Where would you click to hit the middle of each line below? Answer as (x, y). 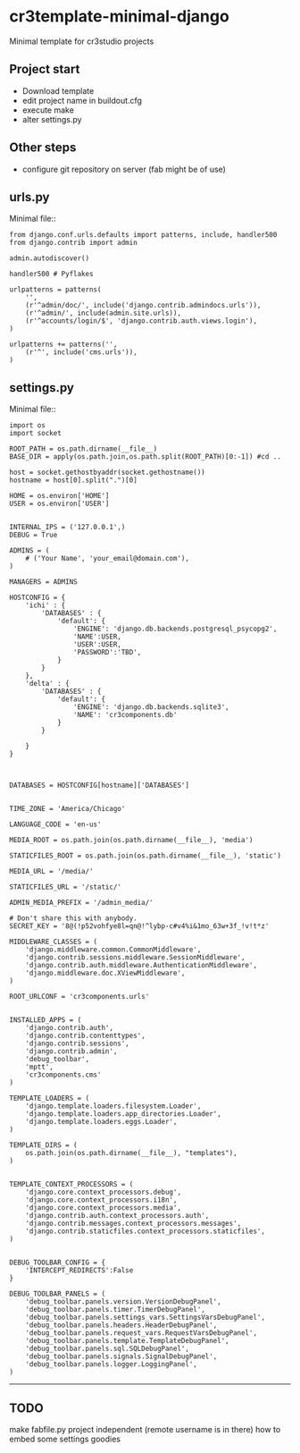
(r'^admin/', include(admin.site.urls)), (103, 313)
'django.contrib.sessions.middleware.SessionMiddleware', (135, 958)
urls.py (29, 197)
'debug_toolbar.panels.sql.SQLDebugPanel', (108, 1349)
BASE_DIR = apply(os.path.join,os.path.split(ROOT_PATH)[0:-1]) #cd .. (145, 457)
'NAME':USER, (97, 637)
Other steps (43, 148)
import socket (36, 434)
